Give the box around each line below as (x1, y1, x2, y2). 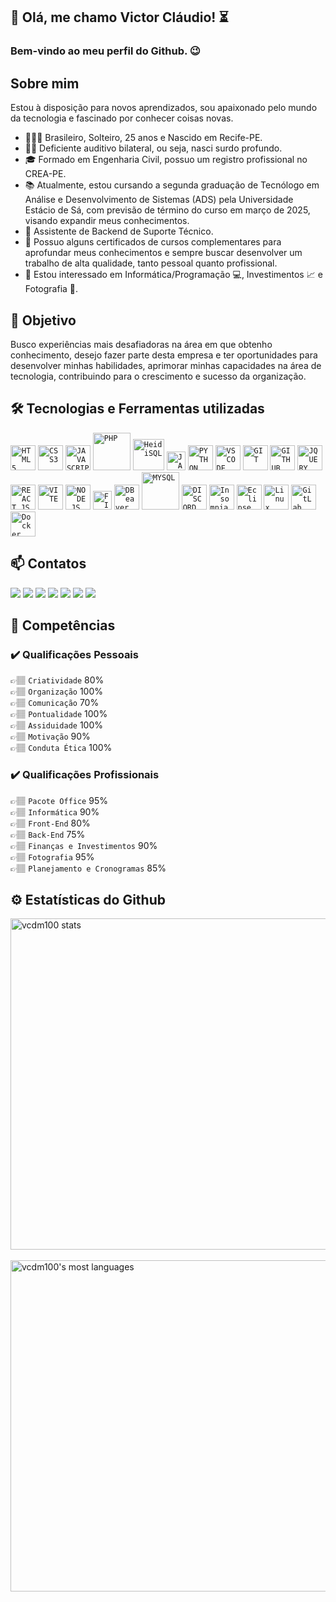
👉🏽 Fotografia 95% (10, 850, 95, 863)
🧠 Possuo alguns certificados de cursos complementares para (24, 236, 282, 248)
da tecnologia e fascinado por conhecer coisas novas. (10, 112, 234, 124)
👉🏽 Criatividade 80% (10, 674, 105, 686)
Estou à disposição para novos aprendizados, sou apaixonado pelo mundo (10, 102, 318, 114)
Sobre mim (10, 75, 80, 92)
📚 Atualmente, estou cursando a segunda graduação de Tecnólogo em (24, 179, 320, 191)
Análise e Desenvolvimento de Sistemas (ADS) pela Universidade (24, 194, 294, 206)
